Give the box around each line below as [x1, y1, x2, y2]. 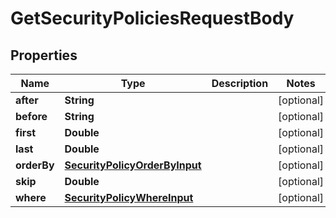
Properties [10, 47, 78, 64]
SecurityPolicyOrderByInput [64, 158, 202, 172]
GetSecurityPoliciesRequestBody [10, 7, 295, 30]
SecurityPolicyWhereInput [64, 191, 194, 204]
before [15, 110, 48, 123]
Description [211, 77, 269, 90]
